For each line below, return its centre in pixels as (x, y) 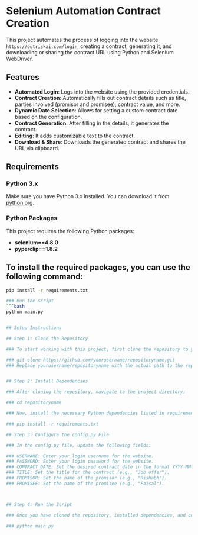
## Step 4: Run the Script (39, 504)
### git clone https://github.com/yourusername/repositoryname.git (91, 360)
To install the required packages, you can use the (98, 267)
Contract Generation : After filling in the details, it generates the (92, 123)
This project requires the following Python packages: (70, 231)
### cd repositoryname (34, 403)
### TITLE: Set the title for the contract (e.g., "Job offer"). (88, 473)
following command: (45, 277)
